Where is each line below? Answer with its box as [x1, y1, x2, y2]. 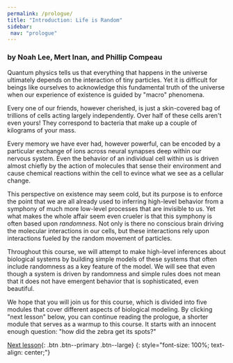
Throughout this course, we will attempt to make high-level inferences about [7, 247, 226, 255]
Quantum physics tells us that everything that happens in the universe [7, 68, 207, 76]
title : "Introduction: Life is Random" [7, 17, 123, 24]
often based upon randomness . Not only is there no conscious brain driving [7, 219, 224, 228]
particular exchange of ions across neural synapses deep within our [7, 146, 202, 155]
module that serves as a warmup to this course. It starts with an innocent [7, 320, 216, 328]
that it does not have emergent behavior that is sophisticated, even [7, 277, 199, 285]
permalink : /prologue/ [7, 10, 73, 17]
